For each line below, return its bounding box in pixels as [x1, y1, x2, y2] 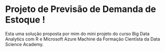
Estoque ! [5, 14, 45, 25]
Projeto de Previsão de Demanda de [5, 3, 156, 15]
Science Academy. [5, 41, 44, 47]
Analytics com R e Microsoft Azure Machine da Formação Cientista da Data [5, 36, 160, 42]
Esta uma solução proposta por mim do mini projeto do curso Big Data [5, 30, 150, 36]
